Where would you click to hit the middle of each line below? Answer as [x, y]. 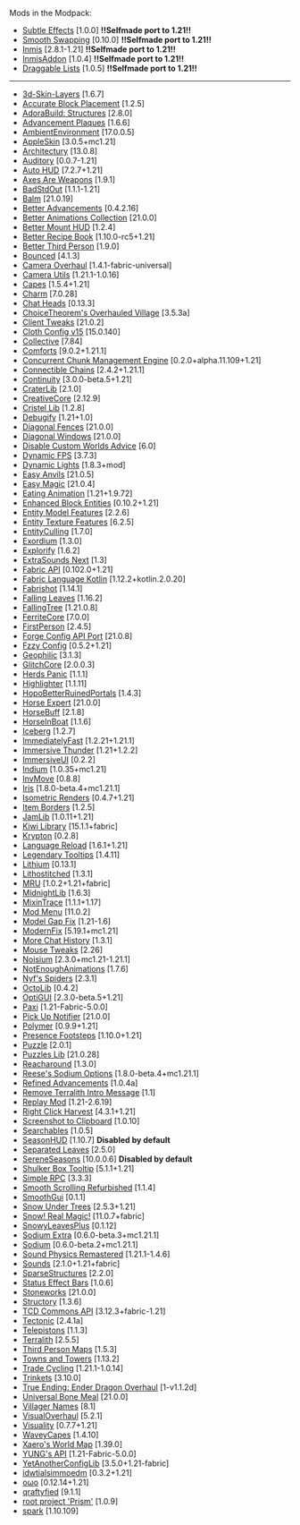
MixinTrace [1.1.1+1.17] [61, 902]
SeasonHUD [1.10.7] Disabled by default [96, 1140]
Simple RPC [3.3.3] [57, 1178]
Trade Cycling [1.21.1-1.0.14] [72, 1368]
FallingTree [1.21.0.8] [60, 607]
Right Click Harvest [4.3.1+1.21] [79, 1112]
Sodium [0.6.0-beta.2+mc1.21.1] [80, 1244]
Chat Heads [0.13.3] [58, 303]
